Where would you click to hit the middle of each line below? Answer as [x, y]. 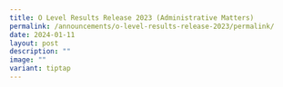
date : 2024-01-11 [42, 34]
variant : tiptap [40, 69]
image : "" [28, 60]
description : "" [40, 52]
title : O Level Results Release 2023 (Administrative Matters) [132, 18]
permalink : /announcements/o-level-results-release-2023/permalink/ [142, 26]
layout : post [34, 43]
